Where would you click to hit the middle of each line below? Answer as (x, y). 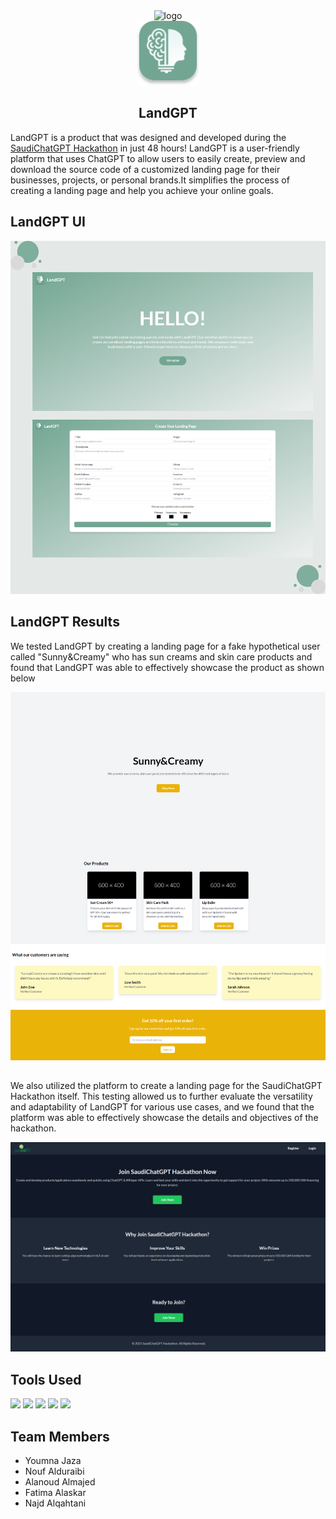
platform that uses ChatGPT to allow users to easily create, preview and (158, 158)
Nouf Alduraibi (54, 1471)
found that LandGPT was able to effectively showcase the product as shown (167, 667)
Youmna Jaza (53, 1461)
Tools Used (46, 1379)
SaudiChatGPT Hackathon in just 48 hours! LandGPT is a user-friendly (155, 148)
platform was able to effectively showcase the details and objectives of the (164, 1118)
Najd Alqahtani (55, 1503)
